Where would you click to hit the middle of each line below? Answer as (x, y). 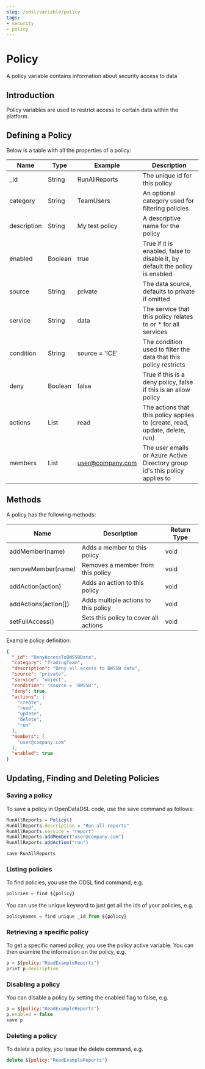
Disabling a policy (33, 984)
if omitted (156, 299)
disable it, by (161, 259)
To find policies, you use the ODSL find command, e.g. (75, 882)
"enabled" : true (32, 754)
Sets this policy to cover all (120, 618)
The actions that (166, 407)
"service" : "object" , (39, 680)
